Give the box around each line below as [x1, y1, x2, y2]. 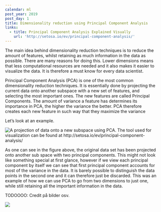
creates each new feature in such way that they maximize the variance [5, 108, 146, 114]
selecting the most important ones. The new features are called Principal [5, 93, 150, 98]
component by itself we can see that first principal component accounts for [5, 162, 155, 168]
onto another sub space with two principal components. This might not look [5, 152, 156, 158]
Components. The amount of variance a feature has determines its [5, 98, 138, 104]
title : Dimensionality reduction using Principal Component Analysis [5, 20, 148, 26]
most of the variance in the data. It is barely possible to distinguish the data [5, 167, 155, 173]
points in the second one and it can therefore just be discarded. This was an [5, 173, 157, 179]
